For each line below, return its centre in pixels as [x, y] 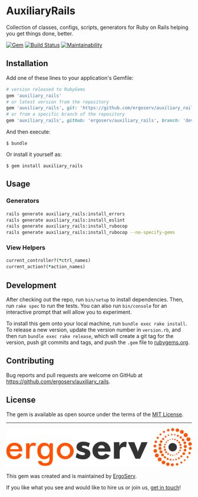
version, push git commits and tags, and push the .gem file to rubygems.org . [98, 342]
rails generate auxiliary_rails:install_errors [66, 214]
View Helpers [26, 248]
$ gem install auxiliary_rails [44, 166]
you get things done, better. [40, 33]
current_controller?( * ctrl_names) [49, 261]
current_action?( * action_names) [46, 267]
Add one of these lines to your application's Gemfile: [70, 77]
